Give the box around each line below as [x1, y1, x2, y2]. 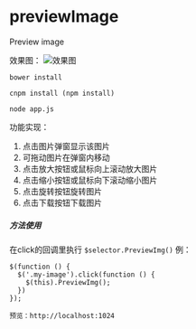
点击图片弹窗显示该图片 [22, 140, 110, 151]
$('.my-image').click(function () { [17, 269, 155, 279]
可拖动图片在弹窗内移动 [22, 152, 110, 163]
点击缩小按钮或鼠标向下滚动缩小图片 [22, 174, 158, 185]
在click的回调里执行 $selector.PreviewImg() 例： [9, 244, 191, 255]
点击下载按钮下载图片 [22, 197, 102, 208]
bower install [9, 72, 63, 82]
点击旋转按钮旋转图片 [22, 185, 102, 196]
